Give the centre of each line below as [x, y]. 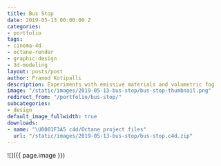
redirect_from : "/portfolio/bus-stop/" [65, 98]
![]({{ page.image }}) [36, 156]
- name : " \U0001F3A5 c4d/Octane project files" [77, 129]
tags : [15, 39]
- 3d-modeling [28, 65]
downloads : [23, 123]
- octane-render [30, 53]
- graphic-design [32, 59]
